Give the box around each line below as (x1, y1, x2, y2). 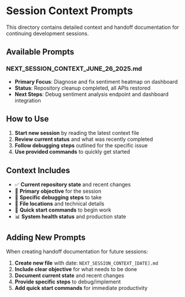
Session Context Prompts (6, 4, 133, 18)
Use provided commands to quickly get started (14, 148, 130, 156)
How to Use (6, 114, 49, 124)
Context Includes (6, 165, 70, 175)
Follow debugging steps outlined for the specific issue (14, 142, 148, 149)
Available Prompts (6, 47, 75, 57)
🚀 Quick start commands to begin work (14, 206, 112, 213)
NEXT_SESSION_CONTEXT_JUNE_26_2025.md (6, 65, 142, 73)
